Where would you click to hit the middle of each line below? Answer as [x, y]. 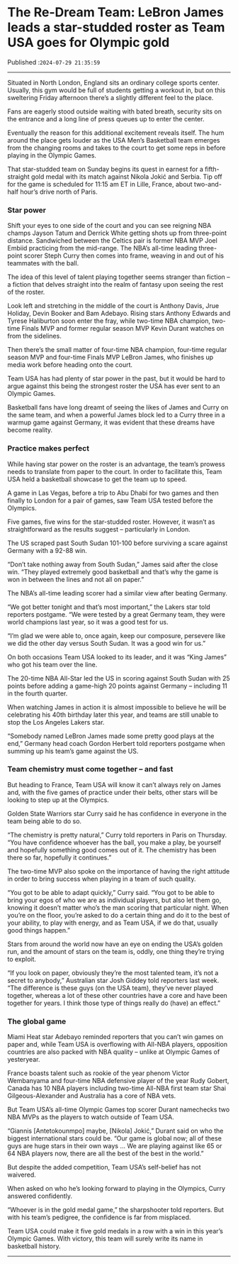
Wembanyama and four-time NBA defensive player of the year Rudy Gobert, [118, 1081]
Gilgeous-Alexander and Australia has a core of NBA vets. [92, 1096]
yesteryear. [24, 1060]
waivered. [22, 1175]
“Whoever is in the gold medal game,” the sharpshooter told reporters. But [116, 1210]
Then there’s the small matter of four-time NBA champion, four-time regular [117, 350]
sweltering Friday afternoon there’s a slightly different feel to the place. [110, 97]
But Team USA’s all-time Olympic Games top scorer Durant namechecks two [119, 1110]
